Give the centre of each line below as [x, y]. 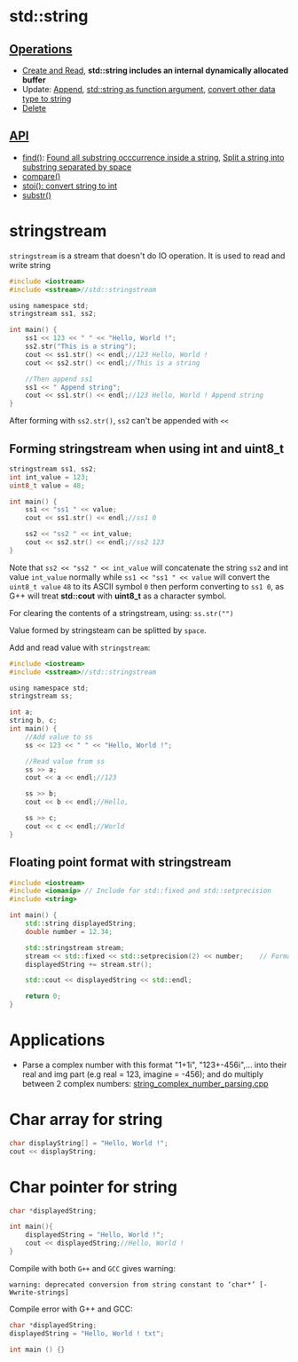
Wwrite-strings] [39, 1292]
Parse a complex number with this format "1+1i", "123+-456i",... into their [154, 1065]
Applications [57, 1040]
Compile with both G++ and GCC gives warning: [92, 1268]
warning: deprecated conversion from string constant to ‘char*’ [132, 1285]
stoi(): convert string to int [70, 186]
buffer [34, 80]
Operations [41, 49]
